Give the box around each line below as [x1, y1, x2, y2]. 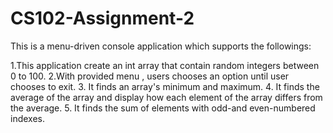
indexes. [10, 112, 45, 124]
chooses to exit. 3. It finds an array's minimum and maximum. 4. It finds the [10, 80, 320, 92]
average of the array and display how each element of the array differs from [10, 91, 323, 103]
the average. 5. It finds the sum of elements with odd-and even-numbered [10, 102, 316, 114]
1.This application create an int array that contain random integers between [10, 59, 320, 71]
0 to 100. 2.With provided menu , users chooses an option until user [10, 70, 290, 82]
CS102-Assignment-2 [10, 7, 195, 30]
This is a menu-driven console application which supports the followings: [10, 40, 312, 52]
